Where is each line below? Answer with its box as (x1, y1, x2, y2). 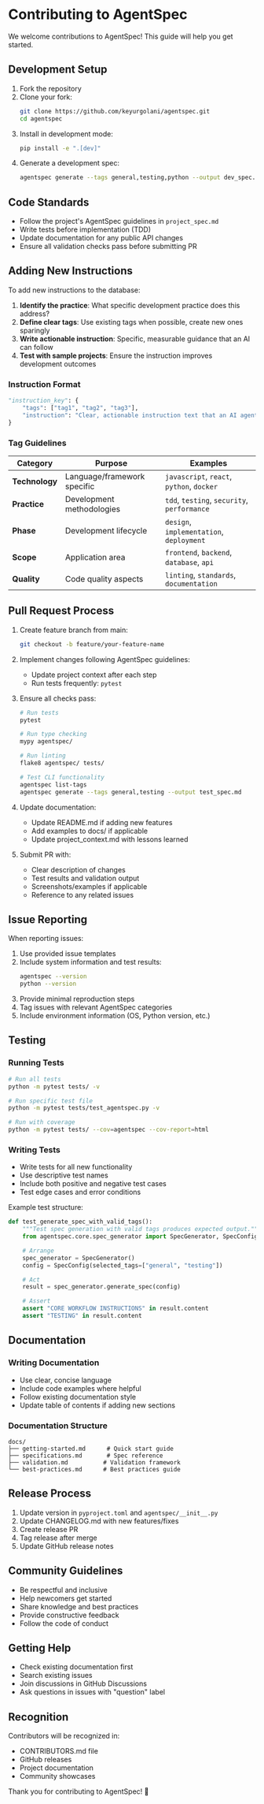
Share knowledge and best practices (19, 1601, 139, 1611)
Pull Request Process (8, 604, 115, 618)
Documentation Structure (8, 1420, 108, 1431)
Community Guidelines (8, 1564, 123, 1578)
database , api (164, 556, 214, 567)
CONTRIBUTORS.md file (19, 1746, 98, 1756)
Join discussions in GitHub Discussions (19, 1679, 148, 1688)
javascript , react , (164, 471, 233, 482)
